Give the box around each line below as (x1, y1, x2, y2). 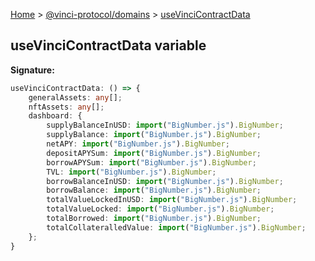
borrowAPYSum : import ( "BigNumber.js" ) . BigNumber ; (46, 157, 257, 168)
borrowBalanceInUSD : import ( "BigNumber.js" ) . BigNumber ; (46, 176, 284, 186)
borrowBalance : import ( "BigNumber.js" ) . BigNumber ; (46, 185, 262, 196)
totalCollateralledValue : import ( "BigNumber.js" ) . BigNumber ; (46, 222, 307, 233)
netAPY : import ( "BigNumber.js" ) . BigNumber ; (46, 139, 230, 149)
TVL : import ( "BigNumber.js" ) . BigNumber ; (46, 167, 217, 177)
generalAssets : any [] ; (28, 92, 123, 103)
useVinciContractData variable (10, 37, 207, 54)
